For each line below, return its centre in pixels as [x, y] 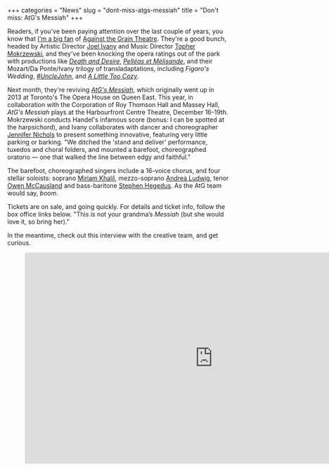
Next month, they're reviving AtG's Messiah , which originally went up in [111, 90]
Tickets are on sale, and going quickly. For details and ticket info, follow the [116, 207]
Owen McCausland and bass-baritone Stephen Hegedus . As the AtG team [115, 185]
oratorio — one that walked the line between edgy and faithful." [99, 157]
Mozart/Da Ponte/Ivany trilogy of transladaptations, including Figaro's [108, 69]
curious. [19, 243]
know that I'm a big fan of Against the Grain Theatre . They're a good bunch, [117, 39]
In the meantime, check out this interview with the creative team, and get [113, 235]
